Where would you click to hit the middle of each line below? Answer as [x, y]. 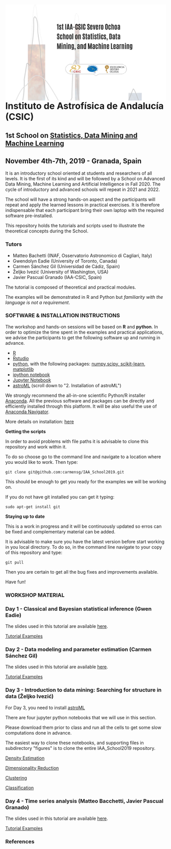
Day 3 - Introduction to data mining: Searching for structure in [83, 690]
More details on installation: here [40, 421]
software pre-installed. [29, 216]
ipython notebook [31, 374]
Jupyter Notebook [32, 380]
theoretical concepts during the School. [47, 231]
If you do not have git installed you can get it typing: [60, 497]
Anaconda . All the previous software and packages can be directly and [80, 400]
